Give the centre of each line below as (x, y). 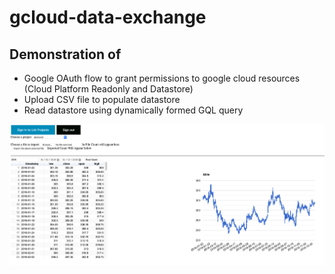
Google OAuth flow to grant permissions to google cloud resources (162, 78)
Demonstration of (65, 54)
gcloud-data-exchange (108, 17)
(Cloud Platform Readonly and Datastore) (108, 89)
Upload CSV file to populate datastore (102, 99)
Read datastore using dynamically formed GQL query (133, 110)
